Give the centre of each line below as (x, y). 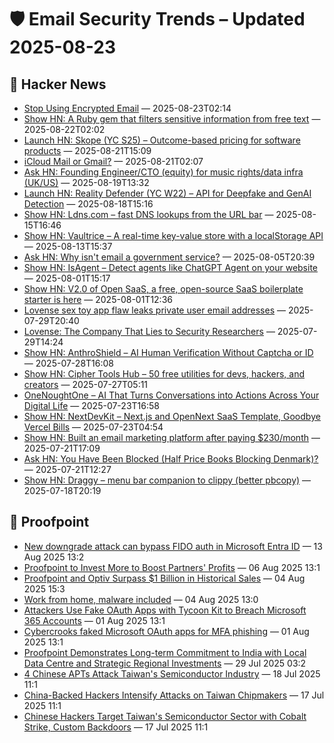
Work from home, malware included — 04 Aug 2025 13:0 (141, 599)
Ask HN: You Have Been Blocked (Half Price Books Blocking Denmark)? (171, 459)
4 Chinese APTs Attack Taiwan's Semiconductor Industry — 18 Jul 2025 (172, 673)
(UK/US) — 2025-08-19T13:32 (86, 182)
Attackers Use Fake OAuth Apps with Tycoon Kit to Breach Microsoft (165, 610)
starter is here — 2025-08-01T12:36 (98, 299)
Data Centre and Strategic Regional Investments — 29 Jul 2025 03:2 (165, 663)
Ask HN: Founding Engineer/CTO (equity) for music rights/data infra (163, 172)
